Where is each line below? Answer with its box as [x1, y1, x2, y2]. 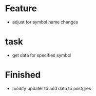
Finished [5, 69, 41, 80]
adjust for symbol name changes [12, 19, 78, 25]
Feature [5, 3, 37, 14]
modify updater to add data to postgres [12, 85, 91, 91]
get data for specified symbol [12, 52, 72, 58]
